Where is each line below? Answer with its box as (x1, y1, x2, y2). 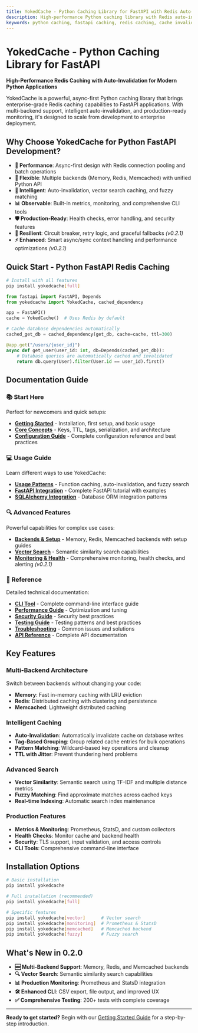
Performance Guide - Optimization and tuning (14, 606, 127, 614)
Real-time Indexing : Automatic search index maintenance (14, 798, 156, 805)
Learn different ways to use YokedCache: (6, 470, 107, 477)
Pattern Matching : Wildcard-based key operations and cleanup (14, 745, 169, 751)
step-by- (164, 1014, 186, 1021)
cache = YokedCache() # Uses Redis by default (6, 315, 126, 322)
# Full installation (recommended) (6, 893, 94, 900)
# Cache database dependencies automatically (6, 326, 120, 332)
